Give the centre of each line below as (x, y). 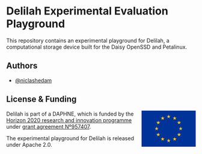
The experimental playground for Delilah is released (70, 138)
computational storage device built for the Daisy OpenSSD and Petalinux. (97, 47)
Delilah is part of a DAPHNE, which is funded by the (70, 114)
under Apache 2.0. (29, 144)
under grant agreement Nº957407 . (49, 126)
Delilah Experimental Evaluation (87, 11)
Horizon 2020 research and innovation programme (69, 120)
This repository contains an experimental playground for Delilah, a (88, 40)
